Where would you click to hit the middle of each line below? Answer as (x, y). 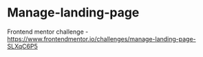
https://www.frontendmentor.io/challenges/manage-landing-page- (101, 38)
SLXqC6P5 (22, 46)
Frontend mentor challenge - (48, 32)
